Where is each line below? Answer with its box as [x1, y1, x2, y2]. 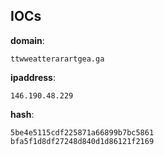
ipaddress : [10, 71, 56, 83]
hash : [10, 108, 35, 120]
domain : [10, 34, 45, 46]
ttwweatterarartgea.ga [10, 54, 105, 64]
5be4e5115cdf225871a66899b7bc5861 [10, 127, 155, 138]
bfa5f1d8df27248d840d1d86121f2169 [10, 136, 155, 146]
